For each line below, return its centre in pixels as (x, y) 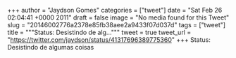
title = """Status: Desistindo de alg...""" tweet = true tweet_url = (99, 32)
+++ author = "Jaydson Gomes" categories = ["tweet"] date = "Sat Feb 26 (115, 10)
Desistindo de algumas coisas (51, 47)
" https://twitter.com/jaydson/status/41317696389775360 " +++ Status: (109, 40)
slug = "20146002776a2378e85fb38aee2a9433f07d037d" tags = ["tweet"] (117, 25)
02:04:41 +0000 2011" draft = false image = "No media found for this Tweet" (118, 17)
